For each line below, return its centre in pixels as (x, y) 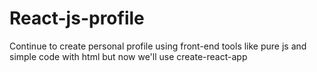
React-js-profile (77, 18)
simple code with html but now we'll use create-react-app (128, 56)
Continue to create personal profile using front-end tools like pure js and (158, 46)
